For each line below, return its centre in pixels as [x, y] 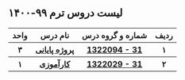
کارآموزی [55, 64]
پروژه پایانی [55, 49]
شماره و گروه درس [115, 35]
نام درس [55, 35]
